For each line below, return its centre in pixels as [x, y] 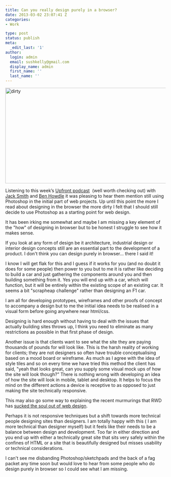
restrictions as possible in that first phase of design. [60, 332]
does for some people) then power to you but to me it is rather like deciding [84, 269]
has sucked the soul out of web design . [47, 406]
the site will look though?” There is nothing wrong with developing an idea [83, 374]
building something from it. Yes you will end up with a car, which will [77, 280]
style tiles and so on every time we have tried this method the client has [80, 363]
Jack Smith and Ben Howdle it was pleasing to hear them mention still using [85, 196]
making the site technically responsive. [46, 391]
